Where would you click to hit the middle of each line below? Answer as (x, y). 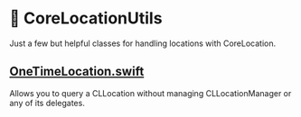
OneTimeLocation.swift (77, 72)
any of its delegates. (47, 103)
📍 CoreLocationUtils (86, 18)
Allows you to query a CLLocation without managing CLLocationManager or (150, 93)
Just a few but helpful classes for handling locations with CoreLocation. (143, 43)
